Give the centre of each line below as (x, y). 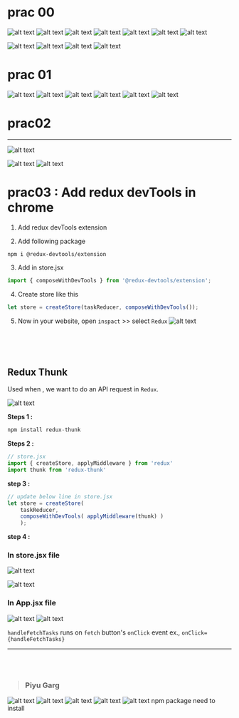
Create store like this (48, 294)
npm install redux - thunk (44, 430)
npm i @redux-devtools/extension (57, 254)
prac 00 (31, 12)
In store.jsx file (34, 555)
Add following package (52, 241)
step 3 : (19, 483)
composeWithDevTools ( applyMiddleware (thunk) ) (92, 517)
